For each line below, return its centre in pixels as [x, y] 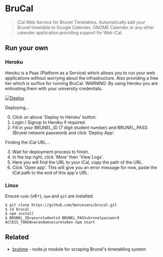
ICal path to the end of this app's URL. [50, 172]
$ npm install [20, 214]
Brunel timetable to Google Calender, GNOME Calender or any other [85, 27]
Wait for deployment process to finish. [51, 152]
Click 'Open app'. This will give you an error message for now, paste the [85, 167]
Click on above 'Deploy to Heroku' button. [54, 117]
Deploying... [17, 107]
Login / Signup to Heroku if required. [49, 122]
